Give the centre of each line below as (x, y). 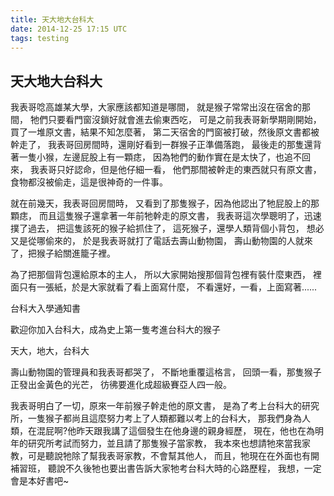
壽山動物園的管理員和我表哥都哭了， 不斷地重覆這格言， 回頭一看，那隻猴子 (166, 372)
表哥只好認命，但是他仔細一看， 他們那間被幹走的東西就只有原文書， (180, 170)
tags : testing (40, 38)
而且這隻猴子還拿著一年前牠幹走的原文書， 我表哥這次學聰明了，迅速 (180, 216)
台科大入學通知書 (45, 308)
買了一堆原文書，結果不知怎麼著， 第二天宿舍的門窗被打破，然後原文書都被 (165, 132)
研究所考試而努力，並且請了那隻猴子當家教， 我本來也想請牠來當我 (164, 443)
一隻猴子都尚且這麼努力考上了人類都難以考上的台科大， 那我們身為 (164, 418)
